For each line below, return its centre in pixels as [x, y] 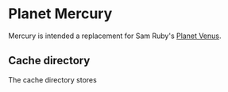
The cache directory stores [52, 79]
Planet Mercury [60, 14]
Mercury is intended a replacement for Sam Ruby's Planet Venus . [115, 36]
